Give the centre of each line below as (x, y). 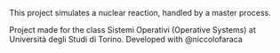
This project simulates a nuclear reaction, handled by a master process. (140, 13)
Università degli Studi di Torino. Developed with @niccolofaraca (126, 39)
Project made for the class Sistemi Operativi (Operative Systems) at (132, 30)
